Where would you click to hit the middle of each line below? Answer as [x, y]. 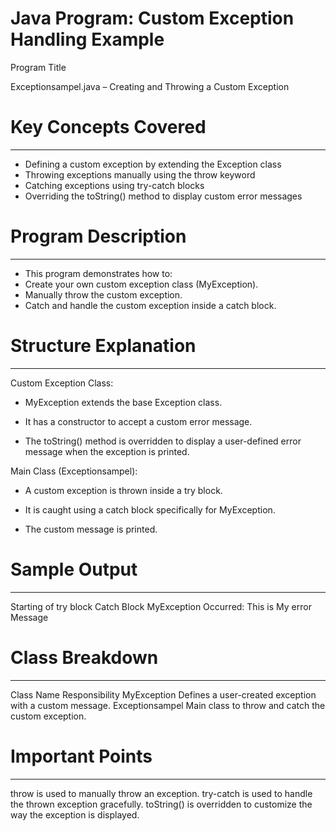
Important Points [81, 756]
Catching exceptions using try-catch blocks [114, 185]
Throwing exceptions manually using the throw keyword [140, 174]
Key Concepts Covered [108, 127]
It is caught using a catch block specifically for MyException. [150, 509]
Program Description [98, 236]
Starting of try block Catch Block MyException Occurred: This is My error [161, 606]
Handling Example [87, 39]
